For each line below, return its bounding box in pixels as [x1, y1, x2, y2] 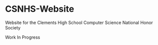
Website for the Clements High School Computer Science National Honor [5, 20, 154, 25]
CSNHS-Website [5, 3, 74, 15]
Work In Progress [5, 34, 40, 40]
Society [5, 24, 21, 30]
